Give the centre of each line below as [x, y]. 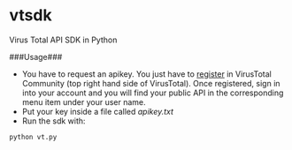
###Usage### [36, 56]
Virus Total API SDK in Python [63, 40]
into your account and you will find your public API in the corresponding [153, 93]
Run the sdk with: [54, 121]
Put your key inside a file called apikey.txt [98, 111]
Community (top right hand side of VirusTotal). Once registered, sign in [151, 83]
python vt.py [33, 137]
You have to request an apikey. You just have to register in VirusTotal [146, 74]
